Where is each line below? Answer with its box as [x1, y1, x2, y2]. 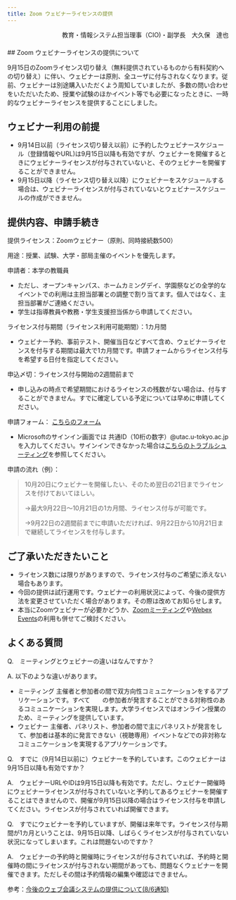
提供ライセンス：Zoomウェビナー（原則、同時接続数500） [7, 237, 177, 245]
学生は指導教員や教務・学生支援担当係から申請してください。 [17, 308, 196, 316]
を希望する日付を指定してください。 [17, 355, 122, 363]
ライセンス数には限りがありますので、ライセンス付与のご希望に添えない [17, 570, 227, 579]
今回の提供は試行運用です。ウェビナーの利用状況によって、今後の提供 [17, 588, 220, 596]
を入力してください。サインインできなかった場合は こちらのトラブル [17, 442, 214, 450]
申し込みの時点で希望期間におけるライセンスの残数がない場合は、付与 [17, 385, 221, 394]
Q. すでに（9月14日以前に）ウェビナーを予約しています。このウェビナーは [7, 754, 226, 763]
